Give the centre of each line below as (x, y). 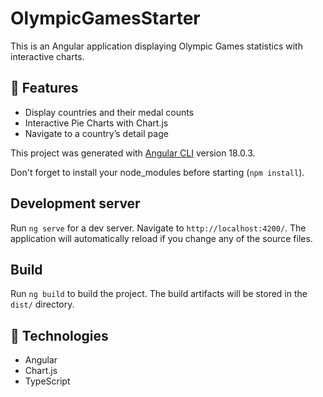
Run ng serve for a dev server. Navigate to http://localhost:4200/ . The (158, 228)
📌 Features (44, 88)
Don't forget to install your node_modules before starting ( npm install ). (157, 172)
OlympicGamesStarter (105, 18)
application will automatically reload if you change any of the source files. (161, 238)
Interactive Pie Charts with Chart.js (96, 123)
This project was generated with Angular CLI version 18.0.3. (133, 153)
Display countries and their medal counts (109, 112)
